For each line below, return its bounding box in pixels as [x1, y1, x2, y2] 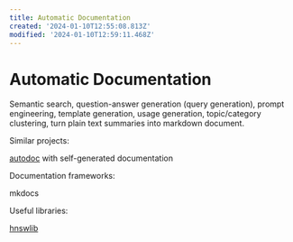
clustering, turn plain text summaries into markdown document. [9, 118, 245, 129]
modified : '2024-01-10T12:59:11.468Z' [9, 30, 155, 39]
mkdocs [9, 188, 39, 199]
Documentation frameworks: [9, 171, 115, 181]
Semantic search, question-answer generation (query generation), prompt [9, 98, 285, 109]
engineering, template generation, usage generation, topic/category [9, 108, 261, 119]
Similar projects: [9, 135, 69, 146]
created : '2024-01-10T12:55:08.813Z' [9, 22, 151, 31]
